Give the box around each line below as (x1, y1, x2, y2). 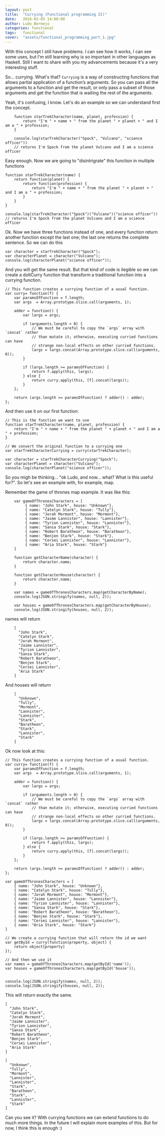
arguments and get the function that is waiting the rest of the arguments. (5, 90, 153, 96)
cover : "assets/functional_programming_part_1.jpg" (5, 35, 116, 40)
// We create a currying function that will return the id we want (5, 936, 147, 941)
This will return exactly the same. (5, 992, 73, 998)
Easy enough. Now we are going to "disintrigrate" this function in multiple (5, 157, 155, 164)
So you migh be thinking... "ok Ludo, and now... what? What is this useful (5, 474, 153, 480)
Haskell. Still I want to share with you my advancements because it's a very (5, 59, 158, 65)
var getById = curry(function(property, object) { (5, 940, 112, 945)
